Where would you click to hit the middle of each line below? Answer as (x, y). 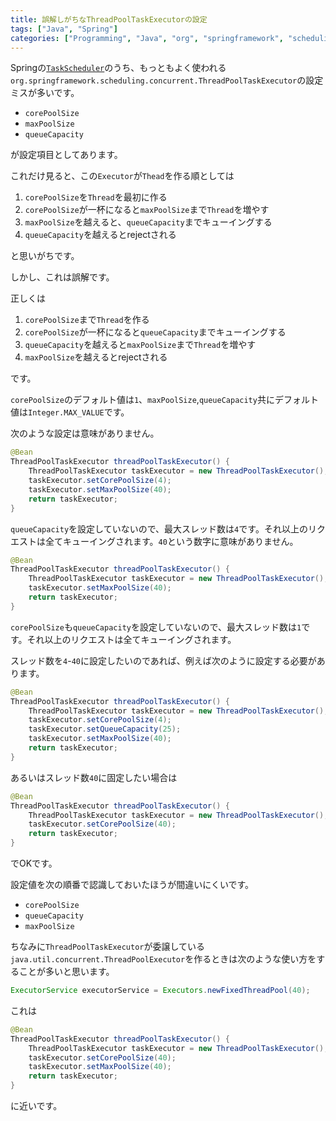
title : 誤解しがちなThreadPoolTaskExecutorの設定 (109, 19)
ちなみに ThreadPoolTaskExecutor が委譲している (108, 946)
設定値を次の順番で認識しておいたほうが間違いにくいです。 (132, 884)
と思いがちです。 (45, 256)
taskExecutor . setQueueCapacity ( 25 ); (105, 729)
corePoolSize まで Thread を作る (87, 320)
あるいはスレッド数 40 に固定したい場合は (94, 777)
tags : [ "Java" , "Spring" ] (64, 29)
